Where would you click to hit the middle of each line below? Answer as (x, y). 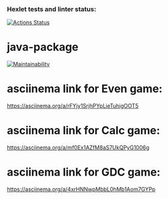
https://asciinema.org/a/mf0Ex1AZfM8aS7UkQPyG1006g (78, 148)
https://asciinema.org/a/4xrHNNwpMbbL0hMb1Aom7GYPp (81, 189)
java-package (43, 47)
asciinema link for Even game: (85, 89)
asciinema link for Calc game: (84, 131)
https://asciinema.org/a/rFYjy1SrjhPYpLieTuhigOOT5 (73, 106)
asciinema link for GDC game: (84, 172)
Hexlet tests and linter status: (52, 9)
